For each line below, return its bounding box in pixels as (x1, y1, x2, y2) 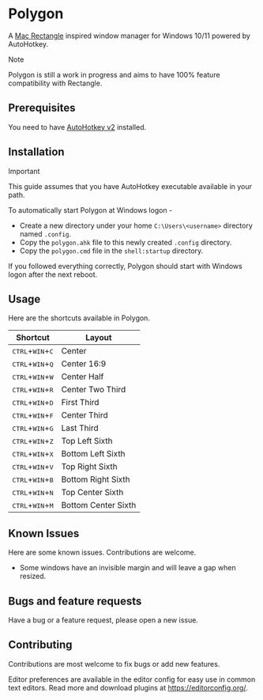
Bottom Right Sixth (61, 474, 130, 485)
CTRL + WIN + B (12, 474, 54, 485)
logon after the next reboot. (8, 270, 98, 279)
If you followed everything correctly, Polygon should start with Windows (8, 261, 242, 271)
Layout (85, 332, 112, 343)
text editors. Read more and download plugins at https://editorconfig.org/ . (8, 683, 249, 692)
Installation (8, 146, 65, 159)
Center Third (61, 410, 108, 421)
